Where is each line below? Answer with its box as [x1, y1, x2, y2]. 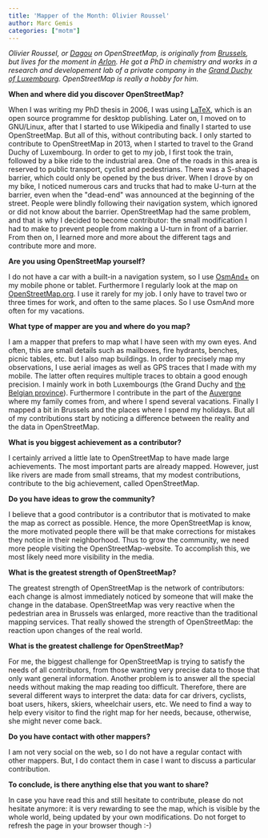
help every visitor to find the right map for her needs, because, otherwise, [8, 708, 252, 717]
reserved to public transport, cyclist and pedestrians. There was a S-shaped [8, 165, 260, 174]
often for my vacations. [8, 306, 85, 316]
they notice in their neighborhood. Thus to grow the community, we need [8, 535, 250, 545]
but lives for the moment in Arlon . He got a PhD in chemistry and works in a [8, 57, 258, 66]
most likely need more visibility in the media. [8, 552, 154, 562]
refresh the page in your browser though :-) [8, 821, 152, 831]
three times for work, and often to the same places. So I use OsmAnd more [8, 298, 254, 307]
